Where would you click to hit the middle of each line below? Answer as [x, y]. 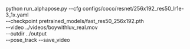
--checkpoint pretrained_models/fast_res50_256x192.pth [75, 21]
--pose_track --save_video [38, 40]
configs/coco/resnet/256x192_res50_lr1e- [133, 9]
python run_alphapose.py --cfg [43, 9]
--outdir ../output [26, 34]
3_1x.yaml [17, 15]
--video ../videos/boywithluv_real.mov [52, 27]
